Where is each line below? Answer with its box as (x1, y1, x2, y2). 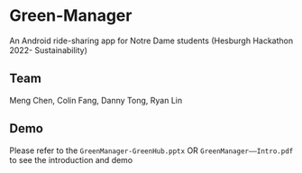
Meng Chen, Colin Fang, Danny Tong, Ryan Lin (9, 95, 183, 105)
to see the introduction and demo (9, 154, 133, 165)
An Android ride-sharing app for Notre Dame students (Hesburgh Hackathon (9, 35, 294, 46)
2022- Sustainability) (9, 44, 88, 55)
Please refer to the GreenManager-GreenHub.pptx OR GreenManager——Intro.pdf (9, 145, 294, 156)
